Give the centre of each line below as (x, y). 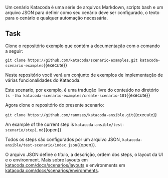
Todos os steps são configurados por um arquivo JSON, (63, 139)
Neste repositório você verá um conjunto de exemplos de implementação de (84, 75)
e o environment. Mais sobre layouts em (47, 159)
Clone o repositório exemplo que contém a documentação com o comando (83, 46)
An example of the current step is (40, 124)
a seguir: (14, 51)
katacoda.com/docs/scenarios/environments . (52, 170)
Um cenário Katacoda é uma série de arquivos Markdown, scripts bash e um (84, 7)
